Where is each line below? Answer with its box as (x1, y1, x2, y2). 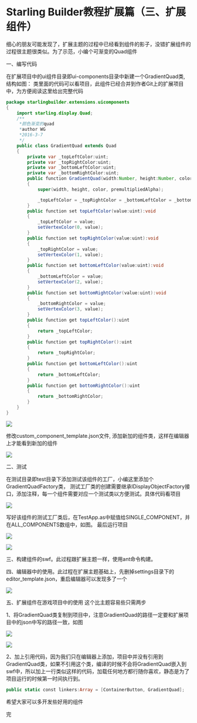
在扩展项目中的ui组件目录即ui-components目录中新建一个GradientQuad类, (6, 73, 185, 80)
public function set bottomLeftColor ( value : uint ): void (27, 262, 164, 269)
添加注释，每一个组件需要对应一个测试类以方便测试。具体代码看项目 (16, 490, 181, 497)
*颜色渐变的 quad (19, 121, 55, 127)
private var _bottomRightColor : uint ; (27, 170, 119, 176)
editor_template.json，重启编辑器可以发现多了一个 (6, 575, 127, 582)
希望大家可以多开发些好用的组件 (6, 698, 83, 705)
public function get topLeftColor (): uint (27, 317, 130, 323)
